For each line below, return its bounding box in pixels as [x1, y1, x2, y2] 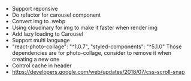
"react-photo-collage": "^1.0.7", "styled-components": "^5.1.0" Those [11, 43, 182, 50]
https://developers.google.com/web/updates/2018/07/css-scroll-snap [11, 68, 185, 75]
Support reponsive [11, 5, 58, 12]
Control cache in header [11, 62, 72, 69]
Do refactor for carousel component [11, 11, 101, 18]
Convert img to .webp [11, 18, 66, 24]
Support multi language [11, 37, 70, 43]
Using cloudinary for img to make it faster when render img [11, 24, 157, 31]
